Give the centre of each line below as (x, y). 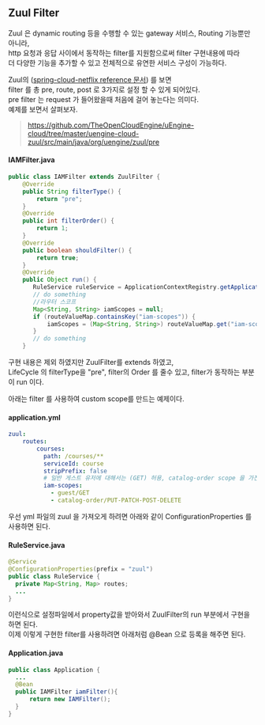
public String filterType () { (72, 192)
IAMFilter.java (32, 160)
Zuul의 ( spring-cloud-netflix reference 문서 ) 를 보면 (90, 79)
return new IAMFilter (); (70, 700)
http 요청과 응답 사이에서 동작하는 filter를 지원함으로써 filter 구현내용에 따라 (124, 53)
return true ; (58, 258)
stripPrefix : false (75, 471)
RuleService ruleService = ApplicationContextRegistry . (127, 287)
